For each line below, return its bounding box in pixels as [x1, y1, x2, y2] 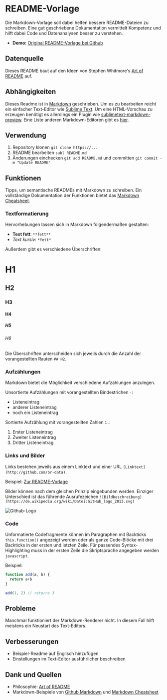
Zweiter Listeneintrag [12, 434, 56, 440]
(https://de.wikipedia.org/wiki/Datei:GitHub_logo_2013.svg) [5, 498, 135, 504]
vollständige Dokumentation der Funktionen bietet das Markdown [5, 192, 140, 198]
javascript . [5, 553, 29, 559]
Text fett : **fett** [12, 231, 51, 237]
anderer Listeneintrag [12, 404, 57, 410]
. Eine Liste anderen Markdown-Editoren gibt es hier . [21, 116, 129, 122]
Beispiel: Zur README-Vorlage [5, 478, 68, 484]
